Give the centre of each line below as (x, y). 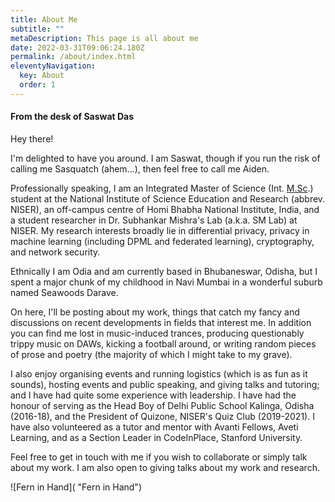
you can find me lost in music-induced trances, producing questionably (157, 333)
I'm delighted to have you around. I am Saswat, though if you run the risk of (165, 158)
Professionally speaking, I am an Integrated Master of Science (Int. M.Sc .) (162, 188)
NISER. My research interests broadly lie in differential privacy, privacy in (160, 230)
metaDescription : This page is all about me (104, 38)
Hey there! (32, 138)
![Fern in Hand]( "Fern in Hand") (76, 487)
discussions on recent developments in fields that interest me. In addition (161, 322)
